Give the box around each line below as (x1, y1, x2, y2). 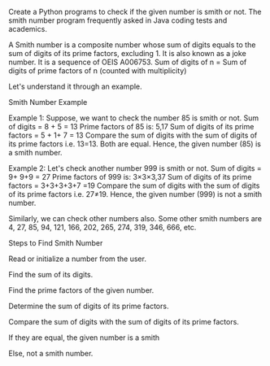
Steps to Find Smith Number (8, 238, 103, 247)
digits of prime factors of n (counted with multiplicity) (8, 66, 187, 76)
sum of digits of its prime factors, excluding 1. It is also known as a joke (8, 49, 246, 58)
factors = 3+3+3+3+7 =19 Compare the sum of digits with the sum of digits (8, 181, 260, 190)
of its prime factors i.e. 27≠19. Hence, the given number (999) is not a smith (8, 190, 263, 198)
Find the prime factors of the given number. (8, 285, 155, 295)
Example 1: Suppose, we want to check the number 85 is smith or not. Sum (8, 113, 259, 123)
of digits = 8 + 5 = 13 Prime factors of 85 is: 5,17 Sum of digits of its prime (8, 122, 255, 131)
